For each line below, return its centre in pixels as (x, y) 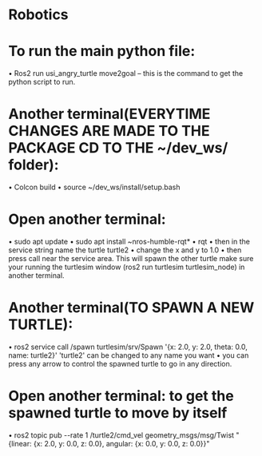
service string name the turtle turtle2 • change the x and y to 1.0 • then (125, 250)
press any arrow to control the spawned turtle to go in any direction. (120, 363)
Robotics (39, 15)
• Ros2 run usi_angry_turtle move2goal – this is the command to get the (126, 73)
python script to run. (42, 82)
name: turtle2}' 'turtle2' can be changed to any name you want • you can (129, 355)
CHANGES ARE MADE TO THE (109, 131)
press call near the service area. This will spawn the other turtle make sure (131, 258)
